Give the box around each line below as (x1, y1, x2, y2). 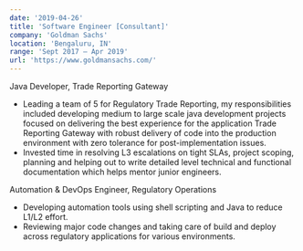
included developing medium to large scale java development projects (22, 109, 287, 119)
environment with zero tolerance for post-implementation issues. (22, 138, 266, 148)
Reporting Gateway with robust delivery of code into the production (22, 128, 277, 138)
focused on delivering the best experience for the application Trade (22, 118, 277, 129)
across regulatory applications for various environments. (22, 231, 235, 242)
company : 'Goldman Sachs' (9, 30, 108, 39)
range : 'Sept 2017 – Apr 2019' (9, 47, 129, 57)
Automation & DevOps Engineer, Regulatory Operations (9, 184, 217, 194)
